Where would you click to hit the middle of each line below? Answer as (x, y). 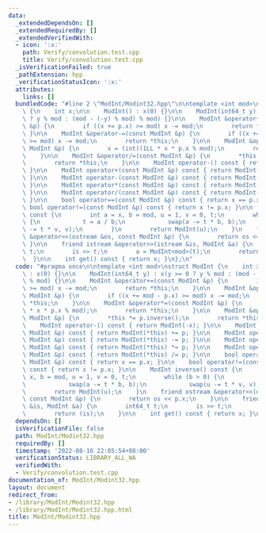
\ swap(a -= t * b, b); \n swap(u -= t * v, (134, 384)
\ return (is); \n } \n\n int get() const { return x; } (138, 414)
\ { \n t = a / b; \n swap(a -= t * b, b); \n (134, 222)
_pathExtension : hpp (49, 75)
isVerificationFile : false (60, 428)
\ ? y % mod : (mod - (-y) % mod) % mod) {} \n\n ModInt (122, 119)
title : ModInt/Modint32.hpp (55, 517)
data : (17, 15)
